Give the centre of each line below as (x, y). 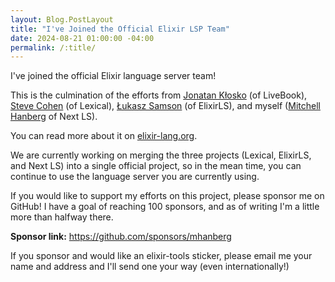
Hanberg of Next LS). (54, 117)
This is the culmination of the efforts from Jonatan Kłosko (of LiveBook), (159, 95)
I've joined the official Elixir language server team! (113, 76)
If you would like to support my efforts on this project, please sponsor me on (167, 196)
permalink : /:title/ (53, 47)
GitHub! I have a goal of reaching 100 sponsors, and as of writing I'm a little (165, 207)
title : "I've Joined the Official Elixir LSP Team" (120, 29)
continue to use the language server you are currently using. (135, 177)
